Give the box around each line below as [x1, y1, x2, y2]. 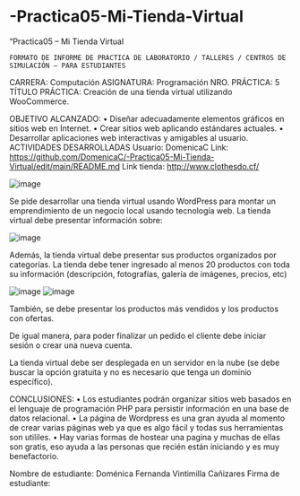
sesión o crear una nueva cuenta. [9, 339, 133, 351]
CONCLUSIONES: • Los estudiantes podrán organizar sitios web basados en [9, 393, 292, 405]
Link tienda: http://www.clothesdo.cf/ [122, 161, 260, 171]
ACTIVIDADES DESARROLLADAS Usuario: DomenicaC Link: [9, 142, 229, 152]
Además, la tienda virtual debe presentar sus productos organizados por [9, 249, 278, 260]
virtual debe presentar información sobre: [9, 214, 163, 225]
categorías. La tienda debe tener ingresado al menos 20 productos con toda [9, 258, 291, 270]
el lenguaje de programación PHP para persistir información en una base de [9, 403, 289, 413]
